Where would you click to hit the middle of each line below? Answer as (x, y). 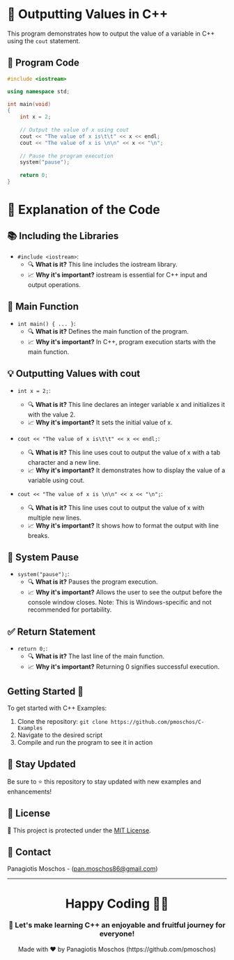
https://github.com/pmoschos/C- (157, 722)
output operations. (54, 284)
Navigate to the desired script (60, 735)
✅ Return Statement (52, 632)
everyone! (117, 934)
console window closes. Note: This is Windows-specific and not (120, 603)
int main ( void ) (29, 104)
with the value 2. (52, 415)
